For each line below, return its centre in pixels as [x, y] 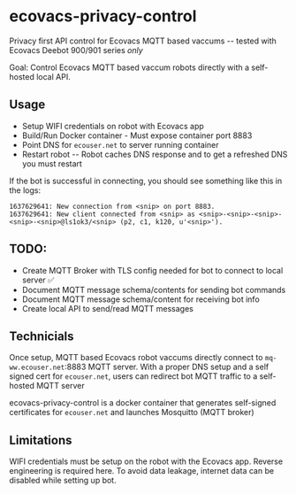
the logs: [25, 190]
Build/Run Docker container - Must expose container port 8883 [137, 135]
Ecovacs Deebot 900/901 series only [76, 50]
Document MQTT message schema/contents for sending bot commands [154, 289]
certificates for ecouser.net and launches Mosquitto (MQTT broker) [132, 413]
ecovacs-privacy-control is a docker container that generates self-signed [143, 403]
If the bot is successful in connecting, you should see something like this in [146, 181]
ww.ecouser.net [37, 368]
